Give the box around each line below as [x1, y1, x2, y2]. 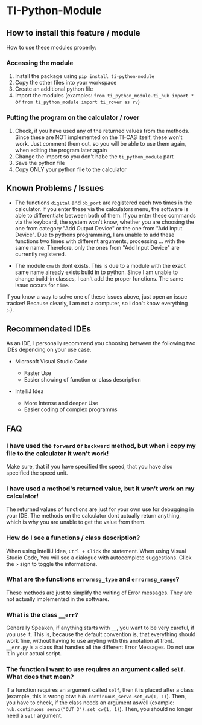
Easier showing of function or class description [24, 376, 141, 383]
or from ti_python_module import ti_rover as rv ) [14, 98, 140, 106]
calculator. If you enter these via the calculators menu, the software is [14, 206, 189, 213]
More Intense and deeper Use [24, 400, 98, 407]
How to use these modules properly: [6, 44, 96, 51]
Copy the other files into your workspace [14, 79, 117, 86]
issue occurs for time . [14, 282, 69, 289]
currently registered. [14, 250, 66, 258]
